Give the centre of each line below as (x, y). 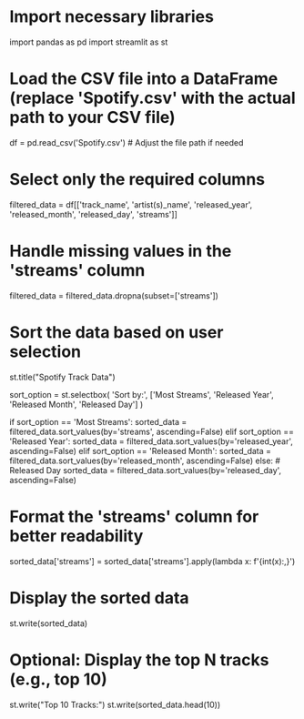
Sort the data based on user (117, 332)
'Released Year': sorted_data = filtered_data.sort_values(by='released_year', (152, 441)
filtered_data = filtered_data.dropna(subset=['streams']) (114, 295)
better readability (76, 536)
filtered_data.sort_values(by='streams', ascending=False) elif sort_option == (152, 431)
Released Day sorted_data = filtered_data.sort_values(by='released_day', (146, 470)
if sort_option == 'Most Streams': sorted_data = (98, 421)
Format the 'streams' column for (134, 516)
